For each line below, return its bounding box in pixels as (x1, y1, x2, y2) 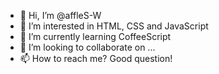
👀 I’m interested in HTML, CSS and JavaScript (19, 20, 209, 32)
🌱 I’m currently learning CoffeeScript (19, 31, 172, 42)
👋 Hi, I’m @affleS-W (19, 10, 102, 21)
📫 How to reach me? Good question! (19, 53, 173, 64)
